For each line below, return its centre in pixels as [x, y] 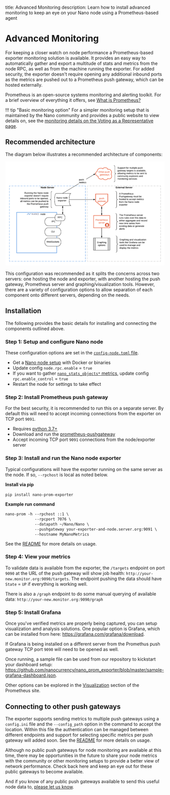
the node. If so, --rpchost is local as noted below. [57, 475]
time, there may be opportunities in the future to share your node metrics [81, 755]
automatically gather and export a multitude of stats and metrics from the [81, 63]
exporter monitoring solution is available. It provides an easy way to [76, 58]
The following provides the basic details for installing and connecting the [81, 323]
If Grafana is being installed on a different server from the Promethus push [83, 644]
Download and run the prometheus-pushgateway [64, 434]
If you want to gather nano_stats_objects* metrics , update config [81, 373]
